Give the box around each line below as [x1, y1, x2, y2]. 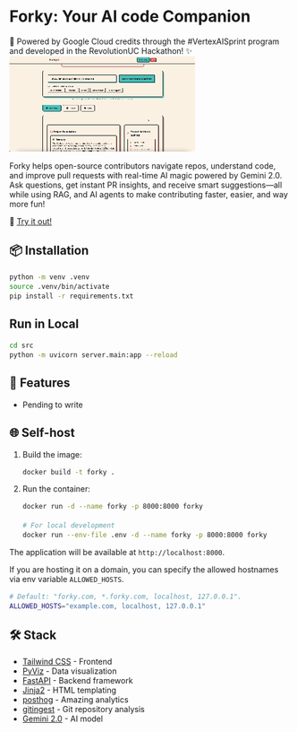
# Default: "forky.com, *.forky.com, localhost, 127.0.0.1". [9, 592, 242, 601]
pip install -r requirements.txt [9, 292, 134, 301]
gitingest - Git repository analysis [21, 703, 145, 714]
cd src [9, 341, 34, 351]
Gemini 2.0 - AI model [21, 713, 104, 724]
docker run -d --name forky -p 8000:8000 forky [21, 502, 203, 511]
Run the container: [21, 484, 91, 494]
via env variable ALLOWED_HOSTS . [9, 573, 124, 584]
